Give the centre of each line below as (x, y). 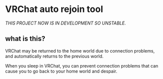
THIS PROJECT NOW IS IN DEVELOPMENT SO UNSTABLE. (66, 23)
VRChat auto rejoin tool (54, 9)
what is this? (25, 39)
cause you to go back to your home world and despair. (61, 71)
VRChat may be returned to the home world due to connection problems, (80, 50)
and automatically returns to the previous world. (54, 56)
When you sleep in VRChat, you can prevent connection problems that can (82, 65)
